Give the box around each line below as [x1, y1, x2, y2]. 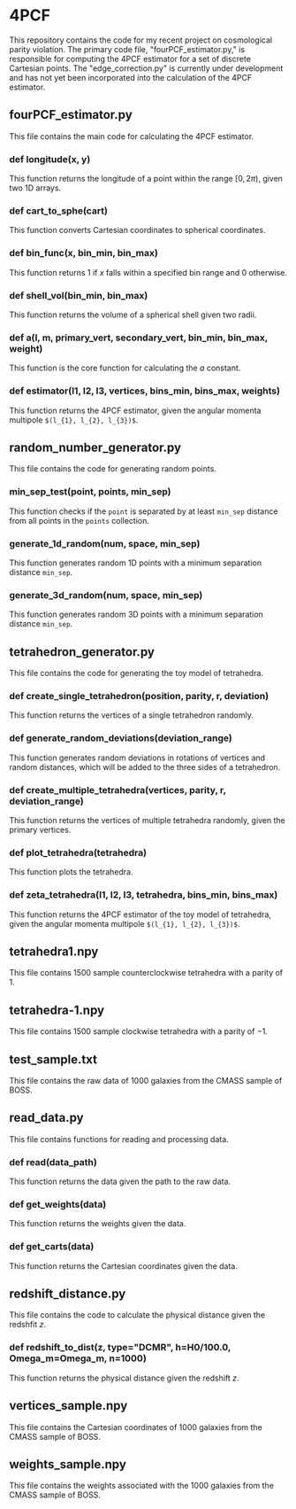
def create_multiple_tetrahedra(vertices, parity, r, [9, 783, 227, 796]
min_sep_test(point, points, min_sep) [9, 486, 171, 498]
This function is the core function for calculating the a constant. [9, 362, 241, 373]
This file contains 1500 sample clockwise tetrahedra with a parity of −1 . [9, 1026, 268, 1037]
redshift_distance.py [9, 1287, 126, 1302]
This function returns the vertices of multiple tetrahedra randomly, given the [9, 814, 285, 825]
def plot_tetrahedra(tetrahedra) [9, 846, 148, 859]
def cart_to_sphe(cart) [9, 205, 109, 217]
